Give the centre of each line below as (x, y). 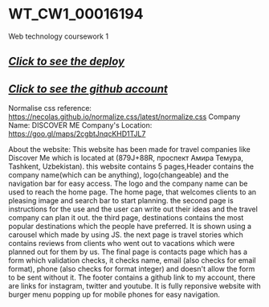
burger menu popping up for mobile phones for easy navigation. (114, 295)
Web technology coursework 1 (59, 36)
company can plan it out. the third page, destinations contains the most (126, 218)
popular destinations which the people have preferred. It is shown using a (130, 227)
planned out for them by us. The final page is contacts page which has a (128, 252)
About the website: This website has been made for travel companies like (129, 149)
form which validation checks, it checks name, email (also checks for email (132, 260)
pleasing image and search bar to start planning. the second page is (121, 201)
